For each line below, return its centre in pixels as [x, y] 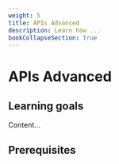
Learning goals [46, 106]
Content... [25, 125]
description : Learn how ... [55, 30]
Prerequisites [42, 150]
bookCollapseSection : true [53, 38]
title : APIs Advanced [44, 23]
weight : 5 [25, 15]
